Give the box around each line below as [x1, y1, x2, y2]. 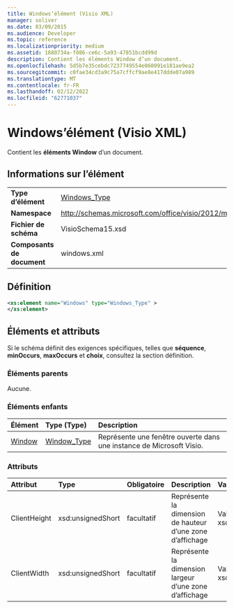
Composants [10, 239, 54, 249]
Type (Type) [45, 420, 87, 430]
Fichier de [10, 220, 45, 229]
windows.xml [61, 248, 104, 258]
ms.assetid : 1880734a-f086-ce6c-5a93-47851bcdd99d [7, 50, 157, 57]
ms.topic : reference [7, 36, 68, 43]
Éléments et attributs [7, 325, 100, 337]
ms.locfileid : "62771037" [7, 95, 82, 102]
